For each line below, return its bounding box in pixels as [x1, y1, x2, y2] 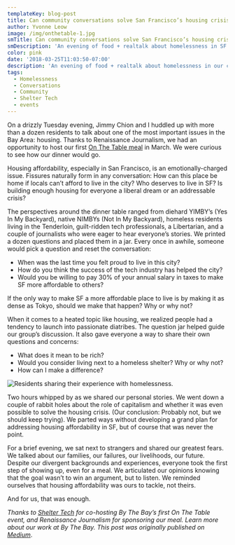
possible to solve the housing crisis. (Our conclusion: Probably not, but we [7, 408, 222, 416]
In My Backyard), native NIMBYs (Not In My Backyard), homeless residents [7, 214, 222, 223]
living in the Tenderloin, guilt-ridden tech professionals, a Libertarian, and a [7, 222, 224, 230]
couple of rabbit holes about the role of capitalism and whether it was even [7, 400, 224, 408]
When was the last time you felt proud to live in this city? [17, 258, 180, 266]
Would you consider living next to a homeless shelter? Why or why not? [17, 358, 224, 366]
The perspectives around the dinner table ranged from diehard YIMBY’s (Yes [7, 207, 228, 216]
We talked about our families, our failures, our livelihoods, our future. [7, 451, 205, 460]
